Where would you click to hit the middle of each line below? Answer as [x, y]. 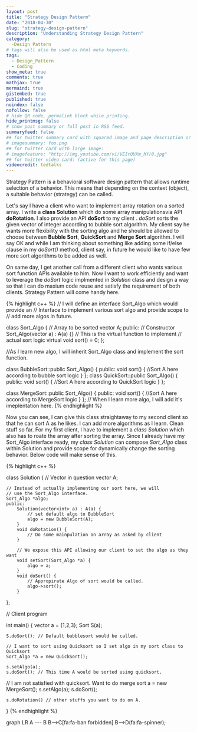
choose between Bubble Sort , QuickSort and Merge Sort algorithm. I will [95, 237]
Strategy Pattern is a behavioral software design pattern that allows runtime [98, 182]
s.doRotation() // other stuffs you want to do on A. [74, 700]
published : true [26, 99]
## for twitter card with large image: [55, 149]
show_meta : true [26, 72]
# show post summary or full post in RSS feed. [66, 127]
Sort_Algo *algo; [27, 499]
